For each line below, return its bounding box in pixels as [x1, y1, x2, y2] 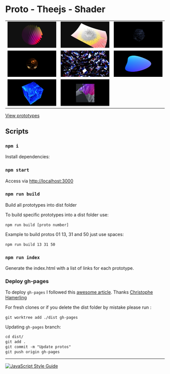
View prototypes [5, 112, 40, 118]
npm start [5, 167, 29, 173]
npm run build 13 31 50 [5, 242, 56, 247]
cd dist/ [5, 335, 24, 340]
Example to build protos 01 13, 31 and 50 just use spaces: [5, 231, 124, 237]
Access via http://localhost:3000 [5, 178, 73, 184]
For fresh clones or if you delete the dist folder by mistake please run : [5, 304, 152, 310]
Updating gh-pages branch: [5, 324, 61, 330]
